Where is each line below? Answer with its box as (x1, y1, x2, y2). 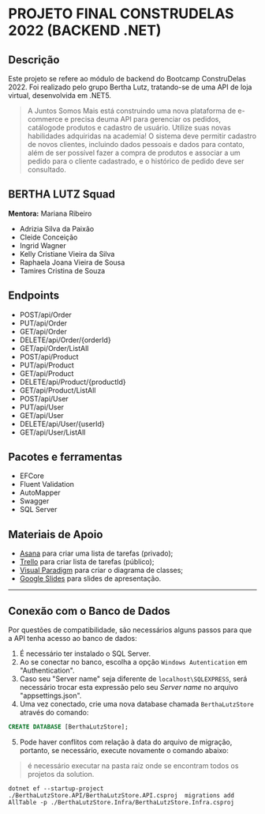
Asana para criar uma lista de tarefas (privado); (19, 548, 174, 558)
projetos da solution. (27, 769, 95, 778)
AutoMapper (19, 488, 61, 498)
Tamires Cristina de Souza (19, 266, 106, 275)
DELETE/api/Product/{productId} (19, 377, 126, 386)
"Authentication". (19, 665, 75, 676)
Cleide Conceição (19, 232, 78, 242)
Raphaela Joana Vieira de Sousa (19, 258, 125, 267)
